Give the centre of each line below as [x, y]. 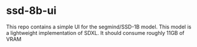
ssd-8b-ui [32, 11]
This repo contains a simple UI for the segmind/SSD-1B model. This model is [99, 27]
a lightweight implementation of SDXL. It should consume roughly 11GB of [95, 32]
